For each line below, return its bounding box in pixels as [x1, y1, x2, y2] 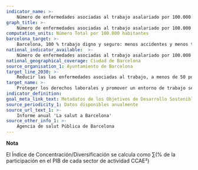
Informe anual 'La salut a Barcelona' [16, 112, 112, 118]
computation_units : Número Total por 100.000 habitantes [6, 31, 149, 36]
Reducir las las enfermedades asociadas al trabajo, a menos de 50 [16, 74, 186, 80]
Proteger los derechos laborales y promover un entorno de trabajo [16, 85, 186, 91]
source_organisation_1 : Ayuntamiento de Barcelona [6, 63, 133, 69]
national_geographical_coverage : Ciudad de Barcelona [6, 58, 141, 64]
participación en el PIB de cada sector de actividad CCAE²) [6, 157, 150, 164]
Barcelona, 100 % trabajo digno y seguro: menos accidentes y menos [16, 42, 189, 48]
